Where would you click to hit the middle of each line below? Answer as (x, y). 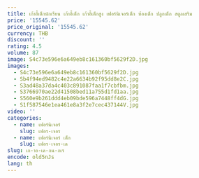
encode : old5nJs (31, 157)
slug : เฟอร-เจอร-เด (44, 144)
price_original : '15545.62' (48, 27)
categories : (24, 118)
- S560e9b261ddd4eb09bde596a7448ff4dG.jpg (76, 99)
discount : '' (26, 40)
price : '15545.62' (34, 20)
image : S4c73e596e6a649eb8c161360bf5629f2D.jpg (78, 60)
